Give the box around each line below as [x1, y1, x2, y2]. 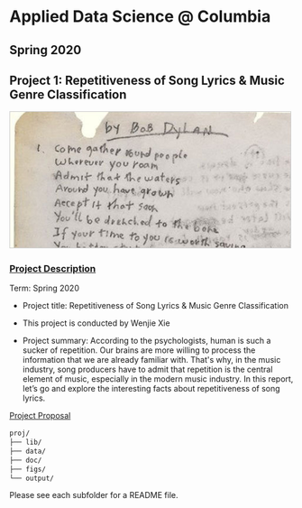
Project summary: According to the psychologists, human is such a [22, 336, 271, 346]
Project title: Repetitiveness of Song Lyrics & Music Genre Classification [22, 300, 288, 311]
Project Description [9, 263, 96, 275]
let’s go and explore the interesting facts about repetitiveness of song [22, 383, 281, 394]
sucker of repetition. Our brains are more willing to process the [22, 345, 256, 356]
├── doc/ [9, 456, 42, 466]
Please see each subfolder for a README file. [9, 490, 178, 501]
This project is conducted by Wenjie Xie [22, 318, 170, 328]
